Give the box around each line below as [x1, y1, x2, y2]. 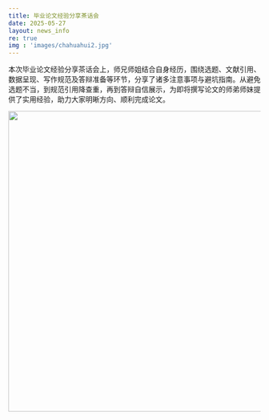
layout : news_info [8, 26, 70, 34]
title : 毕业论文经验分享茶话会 [8, 11, 99, 20]
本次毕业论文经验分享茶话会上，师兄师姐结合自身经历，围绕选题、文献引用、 [8, 65, 261, 75]
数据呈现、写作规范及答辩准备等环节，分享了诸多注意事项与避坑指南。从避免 [8, 75, 261, 84]
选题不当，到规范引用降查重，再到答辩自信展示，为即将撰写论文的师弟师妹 [8, 85, 254, 95]
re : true [8, 34, 38, 42]
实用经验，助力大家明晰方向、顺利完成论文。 [22, 95, 170, 104]
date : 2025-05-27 [8, 19, 66, 27]
